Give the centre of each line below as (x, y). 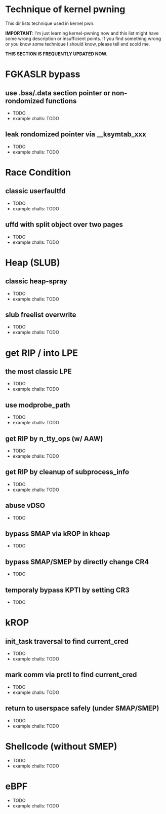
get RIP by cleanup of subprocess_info (67, 472)
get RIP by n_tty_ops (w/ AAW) (54, 439)
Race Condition (38, 172)
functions (61, 101)
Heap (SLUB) (33, 263)
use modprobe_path (38, 405)
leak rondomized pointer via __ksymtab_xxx (76, 135)
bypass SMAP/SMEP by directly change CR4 (77, 562)
